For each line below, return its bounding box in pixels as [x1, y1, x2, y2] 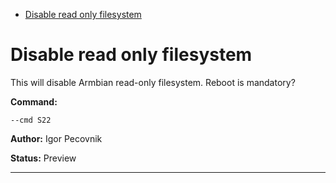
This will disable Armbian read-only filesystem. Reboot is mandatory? [10, 76, 296, 88]
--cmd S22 [10, 115, 52, 125]
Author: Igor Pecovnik [10, 132, 103, 144]
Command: [10, 95, 58, 108]
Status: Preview [10, 152, 77, 164]
